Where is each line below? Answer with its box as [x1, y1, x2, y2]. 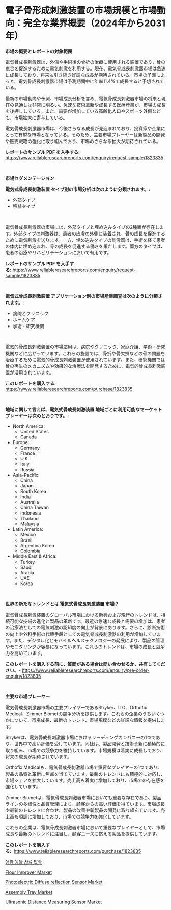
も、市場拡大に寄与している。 [5, 114, 68, 121]
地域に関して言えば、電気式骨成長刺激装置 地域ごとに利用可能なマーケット [5, 406, 162, 412]
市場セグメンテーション [5, 175, 54, 181]
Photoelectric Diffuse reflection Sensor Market [5, 879, 103, 885]
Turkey [20, 558, 35, 565]
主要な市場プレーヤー [5, 693, 50, 699]
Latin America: [12, 526, 43, 532]
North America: [12, 423, 45, 429]
